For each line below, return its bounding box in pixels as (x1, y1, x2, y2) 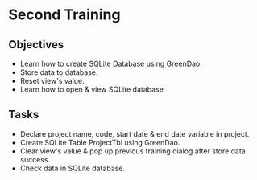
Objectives (8, 38, 64, 51)
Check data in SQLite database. (19, 163, 126, 173)
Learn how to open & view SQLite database (19, 84, 164, 94)
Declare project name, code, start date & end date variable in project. (19, 129, 250, 138)
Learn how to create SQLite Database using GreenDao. (19, 59, 203, 68)
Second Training (8, 6, 121, 24)
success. (19, 154, 51, 164)
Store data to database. (19, 67, 98, 77)
